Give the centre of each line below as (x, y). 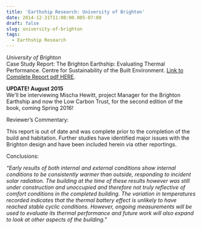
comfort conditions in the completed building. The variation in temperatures (101, 194)
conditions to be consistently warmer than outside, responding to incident (99, 174)
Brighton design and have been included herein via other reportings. (92, 144)
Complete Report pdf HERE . (41, 77)
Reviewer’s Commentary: (38, 120)
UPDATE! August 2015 (35, 88)
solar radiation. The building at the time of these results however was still (98, 181)
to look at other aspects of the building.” (57, 220)
